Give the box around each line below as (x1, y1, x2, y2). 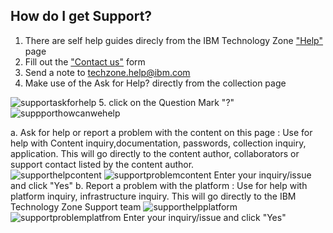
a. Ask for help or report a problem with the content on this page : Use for (10, 126, 313, 138)
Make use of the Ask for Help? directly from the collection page (24, 77, 287, 89)
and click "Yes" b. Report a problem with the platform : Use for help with (10, 179, 308, 191)
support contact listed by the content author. (10, 158, 195, 170)
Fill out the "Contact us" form (24, 55, 146, 68)
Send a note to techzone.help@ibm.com (24, 66, 191, 78)
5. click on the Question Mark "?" (98, 96, 235, 108)
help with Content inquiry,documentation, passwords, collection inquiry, (10, 137, 307, 149)
